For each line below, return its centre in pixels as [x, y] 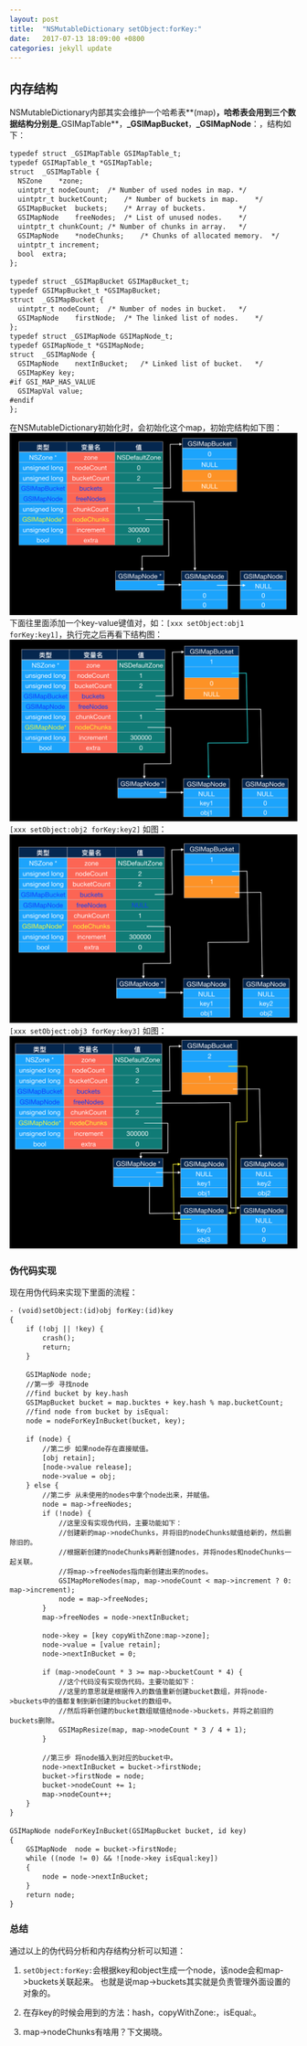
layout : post [34, 19]
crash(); [59, 1339]
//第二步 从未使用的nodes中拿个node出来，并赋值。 [128, 1495]
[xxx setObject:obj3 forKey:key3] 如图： [88, 1030]
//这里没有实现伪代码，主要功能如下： [120, 1523]
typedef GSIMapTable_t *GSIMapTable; [81, 163]
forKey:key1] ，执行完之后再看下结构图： [86, 634]
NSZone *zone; [51, 181]
